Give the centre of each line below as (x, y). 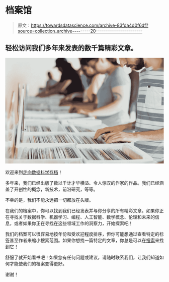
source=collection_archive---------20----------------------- (80, 31)
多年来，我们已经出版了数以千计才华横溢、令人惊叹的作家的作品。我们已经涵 (84, 183)
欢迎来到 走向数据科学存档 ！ (34, 173)
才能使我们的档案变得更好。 (38, 264)
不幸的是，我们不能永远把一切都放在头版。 (49, 200)
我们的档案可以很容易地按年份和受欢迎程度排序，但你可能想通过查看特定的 (82, 234)
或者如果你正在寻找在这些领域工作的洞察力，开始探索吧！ (73, 223)
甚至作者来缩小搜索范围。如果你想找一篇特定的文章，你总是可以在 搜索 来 (84, 241)
